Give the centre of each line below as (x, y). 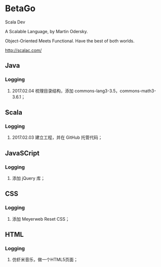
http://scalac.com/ (24, 50)
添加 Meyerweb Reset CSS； (41, 219)
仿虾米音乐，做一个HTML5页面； (45, 260)
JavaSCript (22, 153)
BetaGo (20, 9)
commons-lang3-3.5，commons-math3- (115, 91)
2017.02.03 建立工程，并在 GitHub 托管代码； (57, 137)
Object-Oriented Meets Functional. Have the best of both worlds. (70, 41)
